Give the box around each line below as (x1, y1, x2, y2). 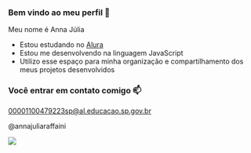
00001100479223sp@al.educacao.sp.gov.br (8, 106, 151, 115)
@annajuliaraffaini (8, 121, 67, 130)
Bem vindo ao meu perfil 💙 (8, 7, 111, 18)
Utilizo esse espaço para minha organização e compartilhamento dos (19, 56, 244, 66)
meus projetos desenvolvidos (19, 65, 115, 75)
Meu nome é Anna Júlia (8, 25, 85, 35)
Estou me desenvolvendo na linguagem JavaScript (19, 49, 184, 58)
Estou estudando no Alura (19, 40, 104, 49)
